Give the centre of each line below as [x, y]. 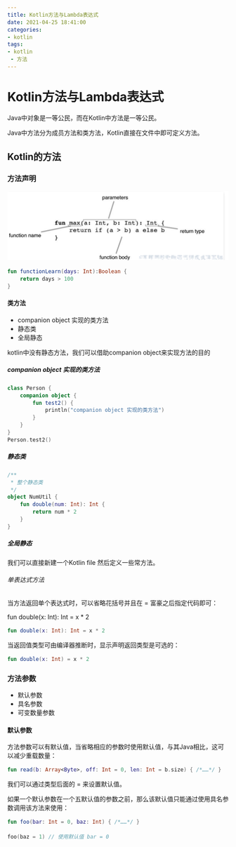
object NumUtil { [33, 497]
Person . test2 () [29, 440]
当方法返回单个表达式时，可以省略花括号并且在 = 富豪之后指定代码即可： [113, 603]
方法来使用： [50, 808]
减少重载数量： [35, 756]
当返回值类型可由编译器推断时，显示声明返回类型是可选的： [93, 645]
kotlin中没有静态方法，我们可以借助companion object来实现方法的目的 [109, 352]
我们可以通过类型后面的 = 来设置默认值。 [67, 784]
